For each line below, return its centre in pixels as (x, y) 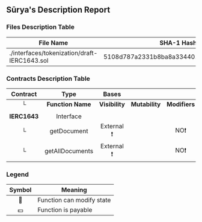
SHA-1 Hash (178, 43)
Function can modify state (74, 200)
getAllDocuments (69, 151)
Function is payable (65, 210)
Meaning (74, 190)
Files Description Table (41, 27)
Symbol (20, 190)
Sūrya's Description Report (58, 10)
